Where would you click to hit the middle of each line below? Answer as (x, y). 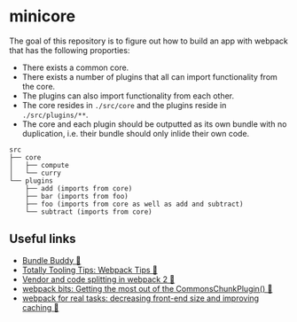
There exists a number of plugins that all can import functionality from (149, 76)
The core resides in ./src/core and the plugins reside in (124, 105)
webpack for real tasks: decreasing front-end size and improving (141, 298)
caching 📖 (40, 307)
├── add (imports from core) (79, 188)
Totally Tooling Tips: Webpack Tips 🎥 (90, 270)
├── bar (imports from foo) (77, 196)
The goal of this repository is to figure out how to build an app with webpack (148, 41)
